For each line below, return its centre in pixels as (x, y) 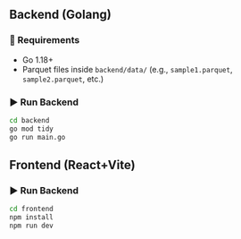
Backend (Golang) (60, 15)
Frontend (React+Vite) (72, 165)
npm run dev (31, 226)
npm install (31, 218)
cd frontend (31, 209)
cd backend (29, 120)
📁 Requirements (45, 40)
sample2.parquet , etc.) (63, 79)
